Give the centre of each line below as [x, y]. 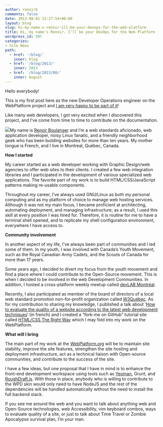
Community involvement [31, 235]
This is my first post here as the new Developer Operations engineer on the [80, 100]
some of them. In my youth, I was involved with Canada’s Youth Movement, [80, 249]
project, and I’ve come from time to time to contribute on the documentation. [81, 120]
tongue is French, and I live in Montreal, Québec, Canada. [62, 146]
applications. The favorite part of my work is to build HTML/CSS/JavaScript [80, 180]
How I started [19, 155]
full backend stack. [24, 394]
